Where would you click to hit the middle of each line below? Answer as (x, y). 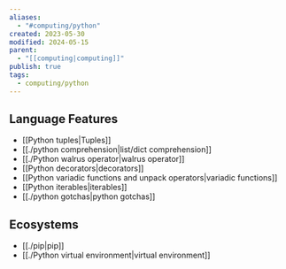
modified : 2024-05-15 (49, 42)
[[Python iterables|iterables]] (74, 188)
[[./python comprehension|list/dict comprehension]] (117, 150)
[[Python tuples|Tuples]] (66, 140)
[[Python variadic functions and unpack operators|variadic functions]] (150, 178)
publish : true (35, 67)
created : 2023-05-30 (47, 34)
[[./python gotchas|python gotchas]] (89, 196)
